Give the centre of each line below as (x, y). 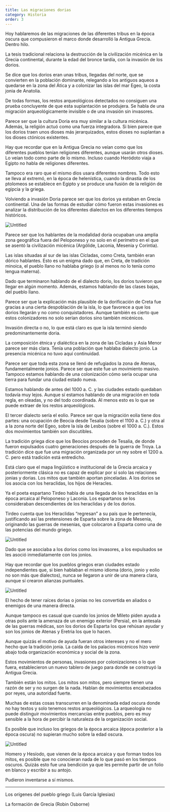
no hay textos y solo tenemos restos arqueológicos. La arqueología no (78, 708)
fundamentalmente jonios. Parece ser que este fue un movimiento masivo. (83, 369)
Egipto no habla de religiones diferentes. (47, 163)
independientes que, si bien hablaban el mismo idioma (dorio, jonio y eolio (82, 570)
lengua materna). (23, 272)
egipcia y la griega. (25, 189)
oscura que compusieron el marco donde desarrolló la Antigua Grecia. (78, 39)
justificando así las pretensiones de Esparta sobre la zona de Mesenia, (79, 519)
